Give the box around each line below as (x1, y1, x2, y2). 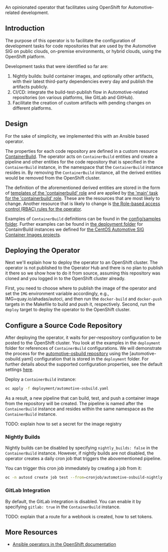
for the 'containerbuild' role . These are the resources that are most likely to (5, 195, 160, 201)
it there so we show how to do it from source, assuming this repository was (5, 270, 160, 276)
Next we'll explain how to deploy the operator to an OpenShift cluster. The (5, 259, 158, 265)
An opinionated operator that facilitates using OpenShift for (5, 5, 127, 10)
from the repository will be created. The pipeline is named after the (5, 401, 143, 407)
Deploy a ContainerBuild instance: (5, 377, 77, 383)
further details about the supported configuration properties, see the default (5, 361, 163, 367)
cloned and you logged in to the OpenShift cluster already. (5, 275, 126, 282)
